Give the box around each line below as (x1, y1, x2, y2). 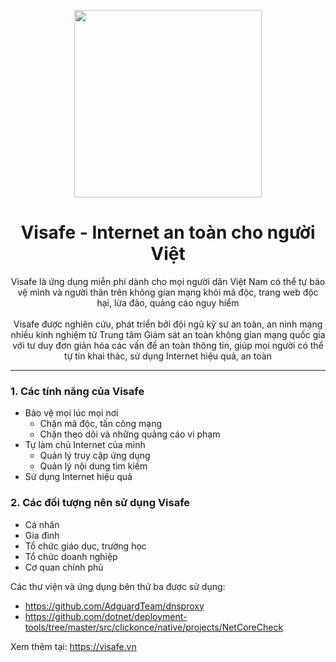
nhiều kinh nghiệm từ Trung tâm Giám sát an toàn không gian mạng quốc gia (10, 328, 326, 340)
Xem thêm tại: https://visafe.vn (10, 640, 137, 652)
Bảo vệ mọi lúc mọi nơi (24, 407, 119, 419)
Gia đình (24, 529, 60, 541)
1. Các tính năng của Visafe (10, 384, 145, 398)
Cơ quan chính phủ (24, 561, 104, 573)
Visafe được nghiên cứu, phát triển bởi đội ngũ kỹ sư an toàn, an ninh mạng (13, 318, 323, 330)
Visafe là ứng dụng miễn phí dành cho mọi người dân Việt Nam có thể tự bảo (10, 275, 326, 287)
